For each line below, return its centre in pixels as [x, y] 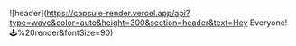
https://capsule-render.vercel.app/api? [118, 13]
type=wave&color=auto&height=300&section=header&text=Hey [129, 23]
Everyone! [268, 23]
